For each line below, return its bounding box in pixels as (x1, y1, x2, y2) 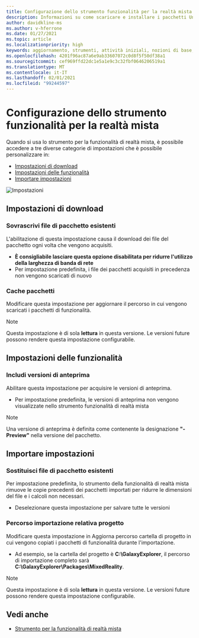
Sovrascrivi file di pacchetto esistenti (6, 222, 116, 230)
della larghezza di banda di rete (14, 259, 94, 266)
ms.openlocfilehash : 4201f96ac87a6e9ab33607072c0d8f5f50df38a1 (6, 53, 166, 59)
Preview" (6, 431, 30, 438)
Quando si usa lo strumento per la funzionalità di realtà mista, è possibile (6, 138, 184, 146)
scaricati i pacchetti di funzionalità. (6, 307, 92, 314)
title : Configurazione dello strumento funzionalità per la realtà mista (6, 8, 192, 15)
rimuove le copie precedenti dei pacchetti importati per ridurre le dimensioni (6, 487, 192, 494)
